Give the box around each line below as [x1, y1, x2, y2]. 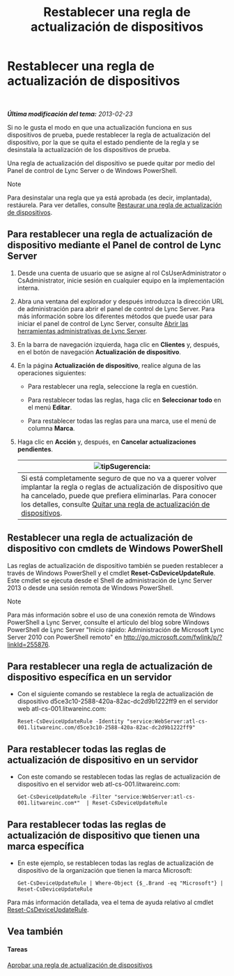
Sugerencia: [109, 461, 151, 471]
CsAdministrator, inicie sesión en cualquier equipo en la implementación [17, 276, 225, 285]
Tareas [7, 945, 28, 953]
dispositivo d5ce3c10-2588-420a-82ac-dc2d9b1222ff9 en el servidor [17, 697, 218, 705]
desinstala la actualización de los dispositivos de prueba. [7, 145, 171, 153]
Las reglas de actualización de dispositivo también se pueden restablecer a [7, 561, 224, 569]
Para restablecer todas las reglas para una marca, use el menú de [27, 416, 217, 425]
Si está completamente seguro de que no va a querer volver [20, 473, 217, 483]
